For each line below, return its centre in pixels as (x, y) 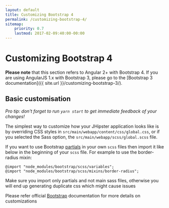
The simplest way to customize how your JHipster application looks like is (82, 126)
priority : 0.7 (29, 29)
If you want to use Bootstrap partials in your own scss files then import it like (85, 146)
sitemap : (14, 24)
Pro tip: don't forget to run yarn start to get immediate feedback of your (81, 111)
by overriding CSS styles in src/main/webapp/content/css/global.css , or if (83, 131)
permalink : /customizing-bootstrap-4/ (46, 19)
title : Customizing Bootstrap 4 (39, 15)
